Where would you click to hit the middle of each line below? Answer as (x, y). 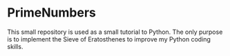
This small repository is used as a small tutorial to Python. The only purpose (115, 32)
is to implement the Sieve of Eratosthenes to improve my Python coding (109, 39)
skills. (15, 46)
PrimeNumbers (52, 13)
